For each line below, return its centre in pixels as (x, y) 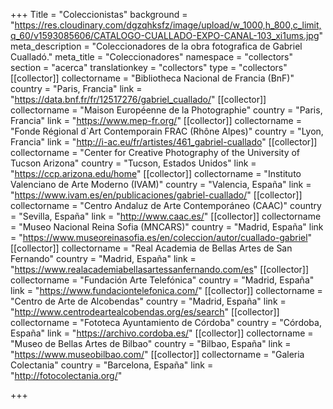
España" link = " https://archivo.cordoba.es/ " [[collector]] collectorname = (162, 333)
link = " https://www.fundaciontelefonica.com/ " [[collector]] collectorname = (166, 290)
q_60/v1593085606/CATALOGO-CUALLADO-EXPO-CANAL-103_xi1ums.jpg (165, 35)
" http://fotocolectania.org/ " (66, 375)
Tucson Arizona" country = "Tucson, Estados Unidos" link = (133, 163)
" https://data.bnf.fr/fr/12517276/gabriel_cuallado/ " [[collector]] (138, 99)
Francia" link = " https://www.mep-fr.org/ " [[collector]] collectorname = (156, 120)
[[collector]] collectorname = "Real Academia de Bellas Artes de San (151, 248)
